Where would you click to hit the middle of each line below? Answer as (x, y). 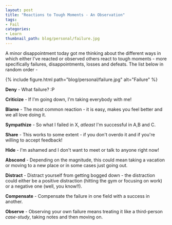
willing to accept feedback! (34, 140)
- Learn (14, 34)
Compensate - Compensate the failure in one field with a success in (78, 196)
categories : (18, 29)
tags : (11, 19)
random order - (22, 69)
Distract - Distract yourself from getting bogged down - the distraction (80, 175)
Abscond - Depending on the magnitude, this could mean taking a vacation (85, 160)
